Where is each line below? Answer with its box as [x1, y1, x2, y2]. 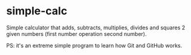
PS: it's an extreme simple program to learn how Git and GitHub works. [6, 42, 183, 49]
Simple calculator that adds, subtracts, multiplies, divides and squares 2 [6, 24, 186, 31]
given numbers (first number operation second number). [6, 30, 147, 37]
